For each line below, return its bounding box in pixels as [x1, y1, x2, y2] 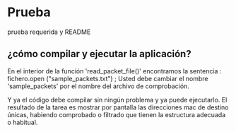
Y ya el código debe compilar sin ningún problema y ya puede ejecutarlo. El [7, 95, 228, 104]
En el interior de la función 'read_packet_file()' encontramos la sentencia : [7, 66, 222, 75]
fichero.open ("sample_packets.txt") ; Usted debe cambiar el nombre [7, 74, 208, 83]
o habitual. [7, 118, 38, 126]
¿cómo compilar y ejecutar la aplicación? [7, 48, 192, 60]
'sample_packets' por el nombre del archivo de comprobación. [7, 82, 189, 90]
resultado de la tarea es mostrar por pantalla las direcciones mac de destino [7, 103, 229, 112]
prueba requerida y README [7, 28, 91, 36]
